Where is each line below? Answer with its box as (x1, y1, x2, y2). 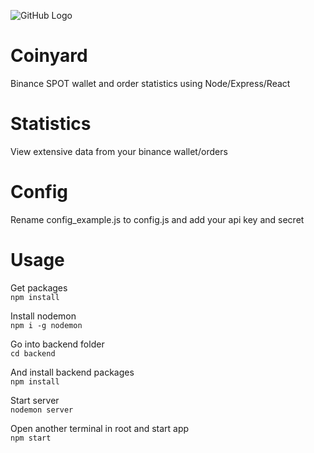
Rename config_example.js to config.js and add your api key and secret (10, 213, 305, 225)
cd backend (10, 348, 56, 359)
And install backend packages (10, 366, 135, 378)
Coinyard (10, 45, 88, 67)
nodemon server (10, 405, 74, 415)
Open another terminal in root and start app (10, 422, 190, 434)
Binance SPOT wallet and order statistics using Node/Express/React (10, 77, 291, 89)
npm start (10, 433, 52, 443)
